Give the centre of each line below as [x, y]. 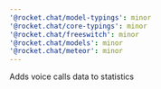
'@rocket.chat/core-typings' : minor [78, 26]
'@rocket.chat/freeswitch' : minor [75, 34]
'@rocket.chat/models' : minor [66, 43]
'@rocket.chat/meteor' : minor [66, 51]
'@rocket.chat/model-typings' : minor [80, 18]
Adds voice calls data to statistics [71, 76]
